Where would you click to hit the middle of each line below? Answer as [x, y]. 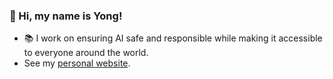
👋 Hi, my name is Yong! [66, 16]
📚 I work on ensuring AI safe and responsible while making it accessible [173, 38]
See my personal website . [77, 63]
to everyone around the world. [86, 53]
